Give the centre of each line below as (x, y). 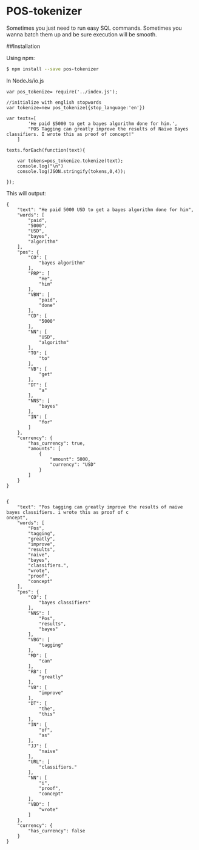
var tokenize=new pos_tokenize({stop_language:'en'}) (76, 107)
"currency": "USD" (73, 464)
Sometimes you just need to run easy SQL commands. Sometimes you (94, 28)
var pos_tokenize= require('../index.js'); (62, 92)
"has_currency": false (57, 831)
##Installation (23, 46)
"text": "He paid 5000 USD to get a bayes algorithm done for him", (106, 210)
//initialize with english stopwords (54, 102)
